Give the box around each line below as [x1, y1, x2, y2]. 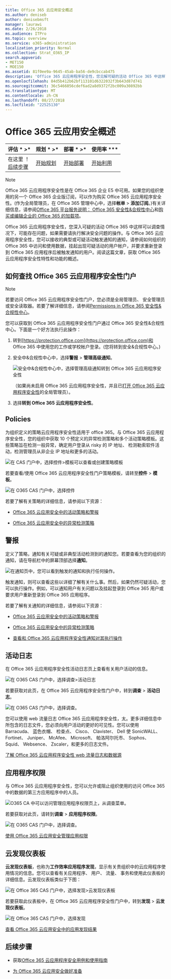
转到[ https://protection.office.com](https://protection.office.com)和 [12, 337, 154, 343]
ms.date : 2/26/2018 [5, 27, 47, 32]
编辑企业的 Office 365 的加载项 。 [14, 213, 84, 219]
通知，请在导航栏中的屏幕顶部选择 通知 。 [5, 557, 90, 563]
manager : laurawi [5, 21, 42, 27]
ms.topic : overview [5, 36, 47, 41]
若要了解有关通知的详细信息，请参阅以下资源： [5, 602, 103, 608]
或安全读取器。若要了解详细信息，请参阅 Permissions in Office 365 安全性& [5, 302, 162, 309]
